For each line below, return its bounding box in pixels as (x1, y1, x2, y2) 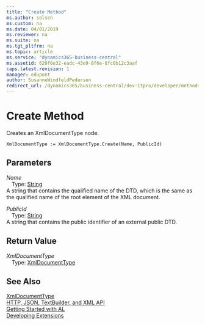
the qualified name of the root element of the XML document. (6, 193, 160, 200)
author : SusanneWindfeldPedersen (6, 77, 92, 83)
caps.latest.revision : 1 (6, 65, 70, 72)
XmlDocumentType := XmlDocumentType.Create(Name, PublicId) (6, 141, 163, 147)
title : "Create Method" (6, 9, 67, 15)
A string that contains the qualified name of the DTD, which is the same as (6, 187, 193, 194)
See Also (6, 276, 41, 287)
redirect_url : (6, 83, 43, 89)
